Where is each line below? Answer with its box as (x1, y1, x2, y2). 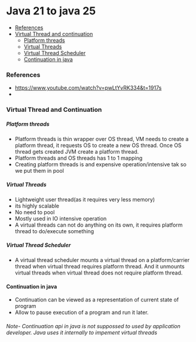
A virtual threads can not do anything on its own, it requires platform (14, 221, 183, 228)
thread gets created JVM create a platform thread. (14, 148, 139, 155)
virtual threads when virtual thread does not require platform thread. (14, 269, 183, 276)
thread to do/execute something (14, 228, 94, 235)
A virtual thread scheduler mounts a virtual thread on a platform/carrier (14, 256, 190, 264)
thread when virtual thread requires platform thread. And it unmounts (14, 263, 185, 270)
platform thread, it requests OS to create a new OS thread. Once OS (14, 142, 182, 149)
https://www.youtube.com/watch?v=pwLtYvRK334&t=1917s (14, 84, 162, 91)
